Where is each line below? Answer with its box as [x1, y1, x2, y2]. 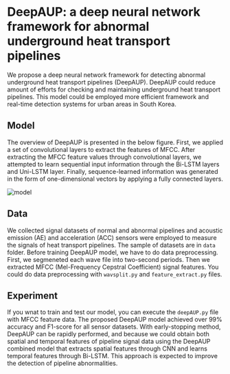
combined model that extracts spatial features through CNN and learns [7, 344, 208, 353]
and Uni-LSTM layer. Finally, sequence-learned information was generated [7, 167, 218, 175]
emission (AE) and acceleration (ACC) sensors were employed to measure [7, 233, 218, 241]
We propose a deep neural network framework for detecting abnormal [7, 70, 206, 79]
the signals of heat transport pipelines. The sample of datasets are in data [7, 241, 216, 249]
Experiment [7, 289, 58, 301]
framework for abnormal [7, 19, 150, 34]
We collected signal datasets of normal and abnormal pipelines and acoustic [7, 226, 223, 234]
